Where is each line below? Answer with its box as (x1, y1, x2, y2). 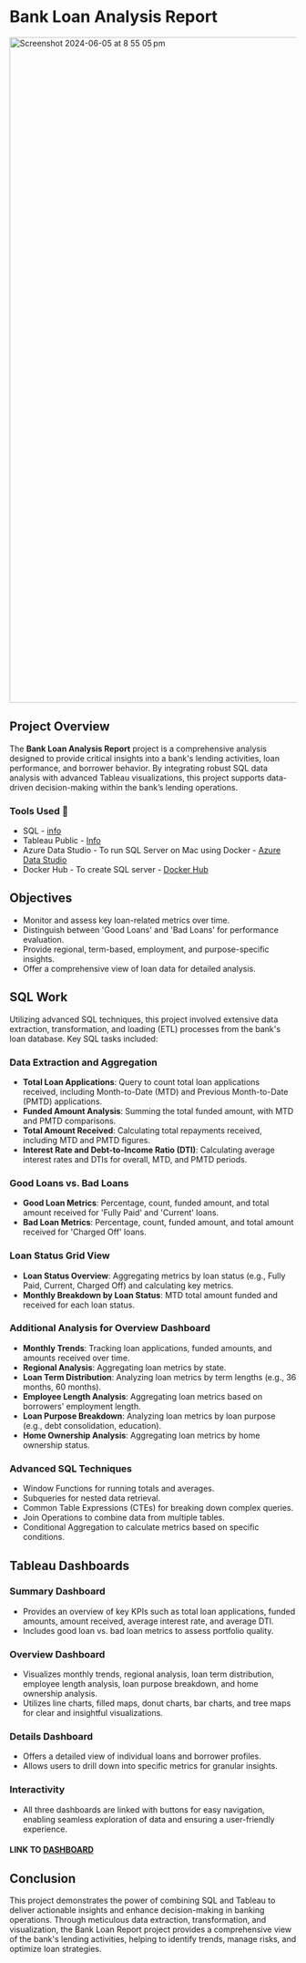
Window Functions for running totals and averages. (22, 1483, 215, 1494)
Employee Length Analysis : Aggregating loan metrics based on (22, 1390, 262, 1401)
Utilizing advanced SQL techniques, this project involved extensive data (9, 1014, 279, 1025)
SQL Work (9, 989, 68, 1005)
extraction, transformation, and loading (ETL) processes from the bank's (9, 1023, 280, 1034)
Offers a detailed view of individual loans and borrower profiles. (22, 1751, 261, 1762)
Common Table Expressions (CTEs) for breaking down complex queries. (22, 1503, 294, 1514)
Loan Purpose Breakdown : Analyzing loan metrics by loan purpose (22, 1410, 276, 1421)
